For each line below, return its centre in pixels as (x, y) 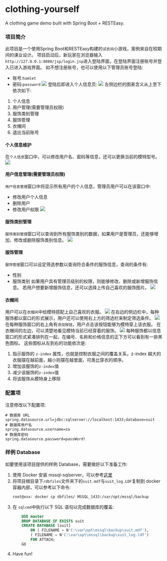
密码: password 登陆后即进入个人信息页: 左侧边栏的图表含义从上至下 (87, 84)
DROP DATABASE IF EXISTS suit (53, 521)
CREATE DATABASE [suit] (46, 526)
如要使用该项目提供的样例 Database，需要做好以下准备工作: (67, 464)
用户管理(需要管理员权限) (38, 107)
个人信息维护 (18, 145)
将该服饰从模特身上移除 (36, 379)
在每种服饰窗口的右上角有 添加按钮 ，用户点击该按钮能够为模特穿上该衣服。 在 (83, 324)
